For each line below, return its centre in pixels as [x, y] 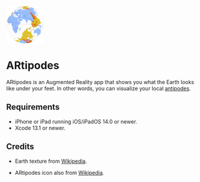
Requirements [33, 107]
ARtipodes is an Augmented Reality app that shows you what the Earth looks [100, 82]
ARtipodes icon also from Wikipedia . [59, 172]
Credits [20, 146]
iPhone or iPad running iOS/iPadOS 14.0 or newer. [76, 121]
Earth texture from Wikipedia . [51, 161]
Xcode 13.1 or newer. [40, 128]
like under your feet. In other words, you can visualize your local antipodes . [99, 88]
